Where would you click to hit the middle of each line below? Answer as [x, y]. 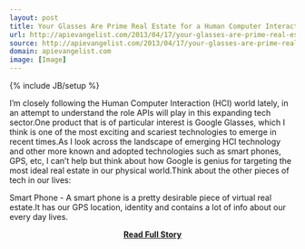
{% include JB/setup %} [54, 86]
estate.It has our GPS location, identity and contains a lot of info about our [148, 207]
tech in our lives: [40, 180]
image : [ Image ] [38, 60]
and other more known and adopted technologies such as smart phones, [145, 151]
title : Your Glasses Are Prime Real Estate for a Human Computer [135, 26]
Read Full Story [152, 235]
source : [24, 43]
